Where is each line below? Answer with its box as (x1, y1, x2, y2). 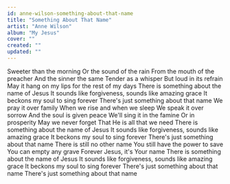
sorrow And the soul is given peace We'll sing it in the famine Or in (7, 111, 195, 119)
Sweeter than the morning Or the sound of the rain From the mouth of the (7, 67, 215, 76)
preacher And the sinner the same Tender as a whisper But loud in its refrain (7, 74, 223, 82)
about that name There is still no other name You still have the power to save (7, 140, 224, 148)
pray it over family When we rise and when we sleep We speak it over (7, 104, 204, 112)
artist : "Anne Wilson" (7, 23, 72, 30)
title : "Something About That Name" (7, 16, 112, 23)
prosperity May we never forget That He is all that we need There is (7, 118, 198, 126)
